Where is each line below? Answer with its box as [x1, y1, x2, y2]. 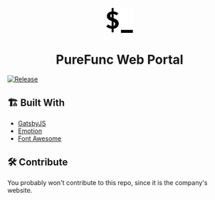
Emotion [17, 126, 43, 136]
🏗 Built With [7, 96, 65, 109]
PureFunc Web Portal [56, 51, 184, 68]
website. [7, 186, 33, 194]
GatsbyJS [17, 119, 46, 128]
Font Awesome [17, 134, 62, 143]
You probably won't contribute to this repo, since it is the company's [7, 178, 208, 186]
